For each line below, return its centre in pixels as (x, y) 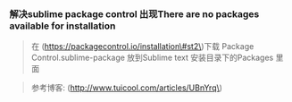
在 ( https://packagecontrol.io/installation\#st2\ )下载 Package (142, 47)
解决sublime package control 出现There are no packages (134, 13)
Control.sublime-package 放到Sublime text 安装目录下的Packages (152, 58)
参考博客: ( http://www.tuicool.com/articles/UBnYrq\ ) (127, 88)
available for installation (63, 26)
